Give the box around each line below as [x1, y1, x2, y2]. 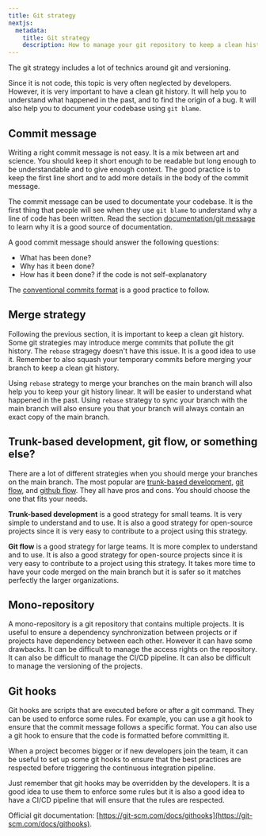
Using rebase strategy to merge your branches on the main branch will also [8, 378, 253, 387]
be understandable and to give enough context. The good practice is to [8, 164, 241, 174]
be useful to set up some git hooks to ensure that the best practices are [8, 755, 241, 765]
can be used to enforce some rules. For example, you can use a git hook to [8, 714, 253, 723]
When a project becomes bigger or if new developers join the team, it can [8, 746, 249, 756]
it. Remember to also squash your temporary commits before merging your [8, 354, 252, 364]
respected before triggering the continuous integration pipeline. [8, 763, 216, 772]
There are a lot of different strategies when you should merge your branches [8, 468, 258, 478]
